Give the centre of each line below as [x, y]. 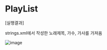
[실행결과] [15, 23]
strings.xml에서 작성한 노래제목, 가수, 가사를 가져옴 [54, 33]
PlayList [21, 9]
